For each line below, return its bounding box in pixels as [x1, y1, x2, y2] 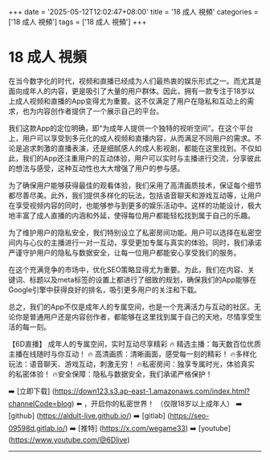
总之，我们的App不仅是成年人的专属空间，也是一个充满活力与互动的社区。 [8, 302, 255, 311]
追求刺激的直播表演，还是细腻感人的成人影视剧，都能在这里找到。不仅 [22, 143, 255, 153]
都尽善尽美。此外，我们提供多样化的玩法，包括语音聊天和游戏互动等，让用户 [8, 190, 262, 200]
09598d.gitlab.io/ [8, 423, 66, 433]
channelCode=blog [8, 398, 72, 408]
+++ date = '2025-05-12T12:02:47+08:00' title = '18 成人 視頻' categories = [8, 7, 259, 16]
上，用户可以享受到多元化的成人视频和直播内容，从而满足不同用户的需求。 [8, 133, 255, 143]
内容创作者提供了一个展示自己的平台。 [35, 106, 163, 116]
